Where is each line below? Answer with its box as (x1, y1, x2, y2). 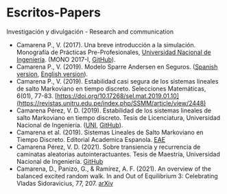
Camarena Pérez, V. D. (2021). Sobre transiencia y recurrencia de (16, 143, 201, 151)
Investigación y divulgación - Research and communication (6, 27, 174, 36)
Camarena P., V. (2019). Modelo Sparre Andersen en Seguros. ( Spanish (16, 62, 218, 71)
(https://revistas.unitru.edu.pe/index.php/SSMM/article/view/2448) (16, 99, 206, 107)
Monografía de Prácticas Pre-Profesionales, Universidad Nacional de (16, 48, 211, 56)
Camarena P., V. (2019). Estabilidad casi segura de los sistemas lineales (16, 77, 219, 85)
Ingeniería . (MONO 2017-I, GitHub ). (16, 55, 116, 63)
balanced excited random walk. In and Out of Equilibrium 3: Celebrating (16, 171, 219, 180)
